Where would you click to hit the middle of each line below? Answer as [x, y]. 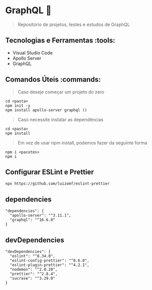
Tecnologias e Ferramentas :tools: [60, 40]
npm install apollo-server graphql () [46, 110]
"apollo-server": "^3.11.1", [41, 216]
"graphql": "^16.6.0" [33, 220]
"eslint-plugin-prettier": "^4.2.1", [50, 265]
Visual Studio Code [33, 52]
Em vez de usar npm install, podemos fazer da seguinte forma [82, 142]
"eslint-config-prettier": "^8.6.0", [50, 260]
